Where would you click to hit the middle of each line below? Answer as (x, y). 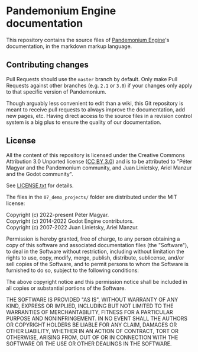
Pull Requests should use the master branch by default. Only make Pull (92, 79)
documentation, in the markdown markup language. (69, 46)
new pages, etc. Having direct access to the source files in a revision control (99, 116)
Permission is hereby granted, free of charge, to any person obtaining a (93, 239)
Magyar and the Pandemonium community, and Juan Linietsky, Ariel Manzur (99, 168)
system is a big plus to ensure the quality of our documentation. (84, 122)
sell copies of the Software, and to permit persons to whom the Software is (98, 264)
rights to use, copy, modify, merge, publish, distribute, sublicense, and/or (95, 257)
